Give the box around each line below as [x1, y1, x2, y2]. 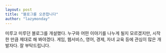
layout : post [5, 7, 32, 12]
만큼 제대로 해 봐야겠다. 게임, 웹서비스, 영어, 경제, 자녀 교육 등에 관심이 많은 [10, 36, 156, 42]
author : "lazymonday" [5, 16, 50, 21]
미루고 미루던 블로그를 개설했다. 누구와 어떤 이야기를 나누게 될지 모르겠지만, [5, 30, 152, 36]
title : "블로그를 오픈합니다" [5, 12, 59, 17]
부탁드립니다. [24, 43, 51, 49]
